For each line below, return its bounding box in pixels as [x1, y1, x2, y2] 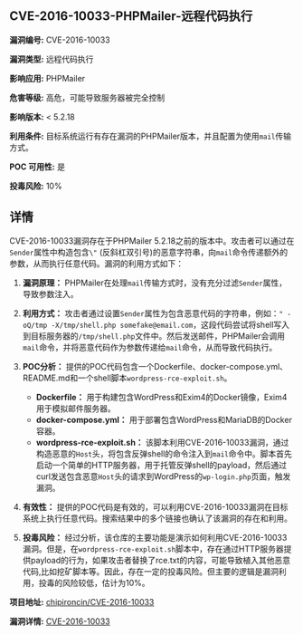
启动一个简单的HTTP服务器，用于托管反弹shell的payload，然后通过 [35, 459, 288, 470]
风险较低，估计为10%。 [62, 577, 151, 588]
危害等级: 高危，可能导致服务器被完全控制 [9, 91, 166, 102]
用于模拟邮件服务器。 [35, 402, 116, 414]
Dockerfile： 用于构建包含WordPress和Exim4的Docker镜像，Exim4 [35, 391, 288, 402]
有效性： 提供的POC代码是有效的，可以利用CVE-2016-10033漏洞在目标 [22, 501, 289, 512]
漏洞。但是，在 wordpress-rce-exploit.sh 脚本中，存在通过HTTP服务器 [22, 543, 285, 554]
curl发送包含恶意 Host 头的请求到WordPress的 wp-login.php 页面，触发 [35, 470, 291, 482]
